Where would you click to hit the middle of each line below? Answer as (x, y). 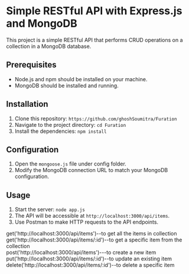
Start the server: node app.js (50, 209)
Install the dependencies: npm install (61, 131)
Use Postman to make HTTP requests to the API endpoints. (86, 222)
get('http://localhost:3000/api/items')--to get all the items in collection (92, 234)
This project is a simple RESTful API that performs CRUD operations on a (94, 40)
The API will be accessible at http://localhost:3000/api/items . (92, 216)
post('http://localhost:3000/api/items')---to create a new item (81, 253)
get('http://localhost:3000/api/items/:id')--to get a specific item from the (94, 240)
